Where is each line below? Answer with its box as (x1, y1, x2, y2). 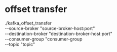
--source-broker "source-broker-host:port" (5, 25, 95, 31)
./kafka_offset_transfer (5, 20, 52, 26)
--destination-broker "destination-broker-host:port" (5, 30, 112, 36)
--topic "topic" (5, 41, 35, 47)
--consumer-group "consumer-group (5, 36, 83, 42)
